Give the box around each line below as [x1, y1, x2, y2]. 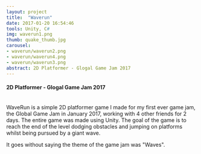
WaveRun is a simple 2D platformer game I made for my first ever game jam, [6, 103, 196, 111]
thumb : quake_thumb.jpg [6, 37, 66, 43]
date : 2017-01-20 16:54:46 [6, 20, 74, 26]
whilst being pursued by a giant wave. [6, 129, 101, 136]
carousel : [6, 43, 31, 49]
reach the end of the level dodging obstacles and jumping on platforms [6, 123, 183, 130]
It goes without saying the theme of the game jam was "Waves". [6, 141, 165, 148]
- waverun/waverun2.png [6, 48, 66, 54]
